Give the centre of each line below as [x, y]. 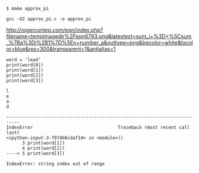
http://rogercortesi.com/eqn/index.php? [55, 30]
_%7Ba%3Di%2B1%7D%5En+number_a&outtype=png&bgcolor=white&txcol [99, 43]
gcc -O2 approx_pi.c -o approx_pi [49, 19]
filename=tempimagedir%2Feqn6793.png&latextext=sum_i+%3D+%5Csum [99, 36]
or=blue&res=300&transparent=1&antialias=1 [61, 49]
